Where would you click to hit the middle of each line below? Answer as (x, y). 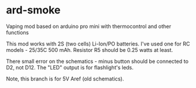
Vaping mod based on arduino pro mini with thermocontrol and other (89, 26)
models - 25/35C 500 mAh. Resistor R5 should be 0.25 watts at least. (90, 50)
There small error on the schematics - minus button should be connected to (97, 61)
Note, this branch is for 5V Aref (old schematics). (65, 79)
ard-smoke (33, 10)
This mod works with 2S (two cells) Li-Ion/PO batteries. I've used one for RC (98, 44)
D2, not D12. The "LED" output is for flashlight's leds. (70, 67)
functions (18, 32)
